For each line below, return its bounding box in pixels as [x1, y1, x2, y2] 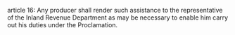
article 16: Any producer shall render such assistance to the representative [7, 6, 223, 14]
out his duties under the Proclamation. [7, 21, 118, 29]
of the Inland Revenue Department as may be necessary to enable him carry [7, 13, 229, 22]
